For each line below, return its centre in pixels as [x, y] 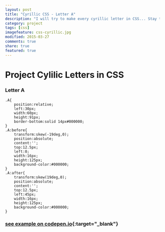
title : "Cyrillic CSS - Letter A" [41, 14]
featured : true [21, 50]
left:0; [22, 151]
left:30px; [25, 109]
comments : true [21, 42]
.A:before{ [16, 130]
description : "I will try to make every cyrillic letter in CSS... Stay [81, 19]
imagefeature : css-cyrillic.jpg [38, 32]
